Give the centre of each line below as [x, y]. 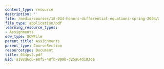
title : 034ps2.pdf [24, 55]
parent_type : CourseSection [34, 46]
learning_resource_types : [31, 28]
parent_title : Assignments [32, 41]
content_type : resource [29, 9]
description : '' [21, 14]
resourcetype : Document [29, 50]
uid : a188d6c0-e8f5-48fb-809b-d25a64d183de [50, 59]
